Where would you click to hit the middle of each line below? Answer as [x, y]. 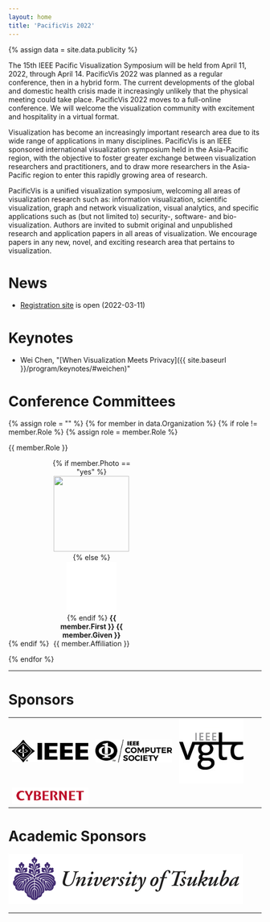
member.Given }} [92, 635]
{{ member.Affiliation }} [92, 644]
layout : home [30, 17]
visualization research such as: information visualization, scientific [118, 199]
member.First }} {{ [91, 627]
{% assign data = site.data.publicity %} [73, 49]
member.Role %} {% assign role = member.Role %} [93, 432]
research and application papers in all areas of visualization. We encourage [133, 233]
